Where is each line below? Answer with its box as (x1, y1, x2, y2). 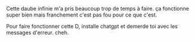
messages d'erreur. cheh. (6, 29, 69, 36)
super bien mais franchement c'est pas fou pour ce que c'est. (6, 11, 158, 18)
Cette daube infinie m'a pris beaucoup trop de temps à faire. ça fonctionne (6, 5, 189, 12)
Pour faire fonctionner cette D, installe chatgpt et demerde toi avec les (6, 23, 178, 30)
